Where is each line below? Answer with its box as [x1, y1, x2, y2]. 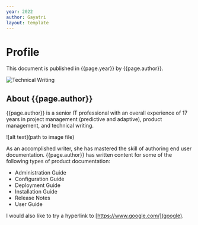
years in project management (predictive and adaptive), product [6, 116, 162, 123]
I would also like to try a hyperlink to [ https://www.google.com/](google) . [6, 212, 184, 220]
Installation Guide [14, 188, 58, 195]
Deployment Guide [14, 182, 61, 189]
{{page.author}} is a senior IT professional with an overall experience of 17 [6, 109, 188, 116]
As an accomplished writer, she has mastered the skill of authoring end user [6, 145, 192, 152]
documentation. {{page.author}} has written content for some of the [6, 151, 173, 159]
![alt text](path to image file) [6, 134, 75, 141]
